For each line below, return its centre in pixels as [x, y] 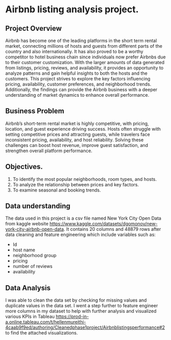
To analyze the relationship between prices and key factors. [76, 184]
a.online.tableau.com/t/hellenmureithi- [46, 322]
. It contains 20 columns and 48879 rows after [112, 229]
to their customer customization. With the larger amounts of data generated [85, 62]
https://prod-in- [72, 316]
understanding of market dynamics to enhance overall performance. [77, 95]
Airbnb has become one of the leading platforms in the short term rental [81, 40]
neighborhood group [35, 256]
